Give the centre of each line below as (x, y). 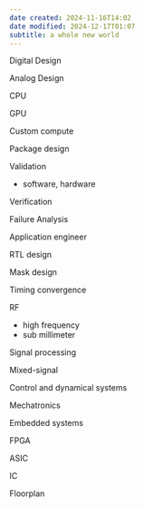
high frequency (51, 325)
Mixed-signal (34, 371)
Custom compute (42, 131)
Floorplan (27, 493)
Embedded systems (47, 423)
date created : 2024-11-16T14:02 (70, 18)
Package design (39, 149)
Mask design (33, 272)
